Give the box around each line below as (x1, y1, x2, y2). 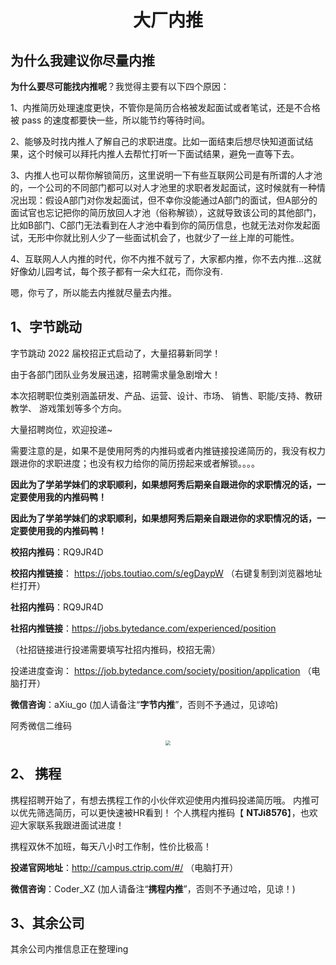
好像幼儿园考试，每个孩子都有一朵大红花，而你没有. (10, 266, 224, 277)
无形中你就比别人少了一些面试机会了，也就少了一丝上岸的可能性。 (27, 232, 300, 243)
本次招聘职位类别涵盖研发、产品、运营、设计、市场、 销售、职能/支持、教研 (10, 389, 323, 401)
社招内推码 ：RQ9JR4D (10, 601, 104, 613)
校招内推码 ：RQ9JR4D (10, 546, 104, 558)
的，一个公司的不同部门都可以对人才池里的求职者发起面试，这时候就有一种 (10, 182, 317, 193)
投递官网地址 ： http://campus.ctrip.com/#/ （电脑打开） (10, 861, 239, 873)
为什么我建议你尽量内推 (10, 52, 155, 69)
